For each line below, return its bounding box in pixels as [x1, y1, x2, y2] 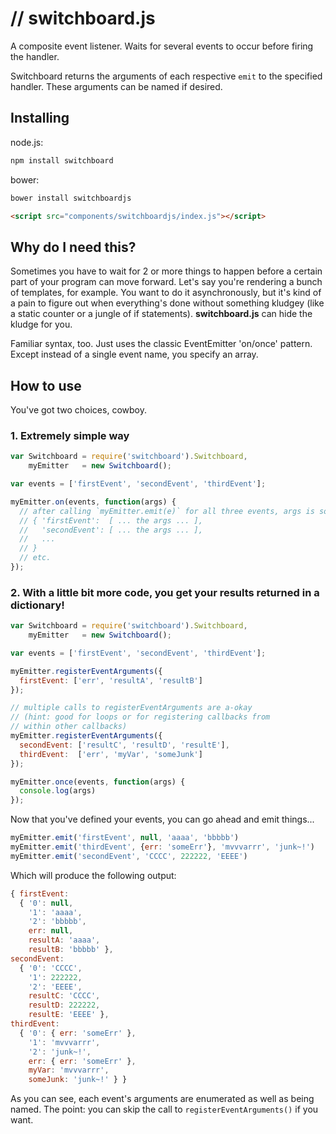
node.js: [10, 136, 44, 148]
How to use [10, 377, 82, 394]
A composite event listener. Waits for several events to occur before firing [10, 40, 314, 52]
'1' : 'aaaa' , [28, 907, 83, 917]
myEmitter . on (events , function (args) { [10, 497, 177, 507]
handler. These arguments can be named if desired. [10, 80, 223, 92]
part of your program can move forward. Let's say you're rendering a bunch [10, 276, 323, 288]
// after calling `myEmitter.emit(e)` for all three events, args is [19, 506, 315, 516]
